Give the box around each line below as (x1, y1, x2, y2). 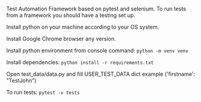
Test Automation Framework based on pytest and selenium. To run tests (6, 5, 186, 12)
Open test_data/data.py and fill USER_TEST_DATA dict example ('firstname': (6, 70, 196, 78)
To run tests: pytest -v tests (6, 89, 80, 96)
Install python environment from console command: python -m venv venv (6, 47, 189, 54)
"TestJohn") (6, 77, 37, 84)
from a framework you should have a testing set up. (6, 12, 135, 19)
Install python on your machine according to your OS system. (6, 24, 160, 30)
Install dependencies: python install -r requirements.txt (6, 59, 154, 66)
